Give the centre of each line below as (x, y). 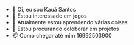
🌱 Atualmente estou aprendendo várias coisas (70, 22)
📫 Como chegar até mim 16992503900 (62, 36)
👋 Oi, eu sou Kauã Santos (44, 9)
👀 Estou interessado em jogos (49, 16)
